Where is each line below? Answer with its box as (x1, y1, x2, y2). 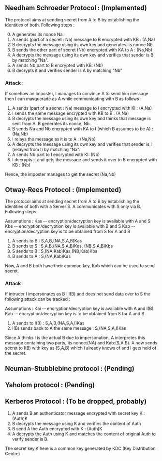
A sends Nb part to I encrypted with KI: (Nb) (12, 152, 100, 157)
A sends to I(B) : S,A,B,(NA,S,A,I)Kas (12, 320, 85, 326)
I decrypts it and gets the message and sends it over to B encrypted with (12, 157, 157, 163)
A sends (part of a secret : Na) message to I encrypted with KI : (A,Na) (12, 105, 152, 111)
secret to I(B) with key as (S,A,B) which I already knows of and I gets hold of (5, 345, 157, 351)
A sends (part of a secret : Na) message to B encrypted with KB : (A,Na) (12, 36, 156, 42)
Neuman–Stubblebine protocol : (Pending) (5, 364, 134, 373)
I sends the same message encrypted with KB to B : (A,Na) (12, 110, 129, 116)
